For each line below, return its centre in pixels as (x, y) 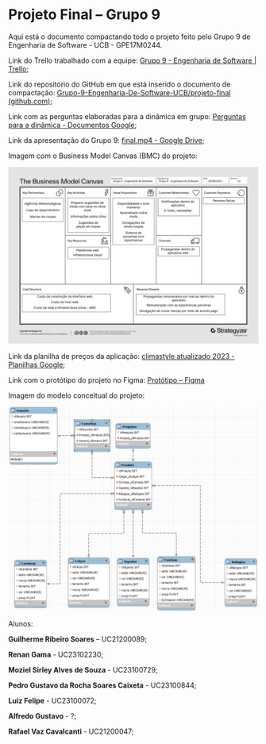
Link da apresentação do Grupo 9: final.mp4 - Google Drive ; (106, 140)
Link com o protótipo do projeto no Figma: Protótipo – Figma (106, 380)
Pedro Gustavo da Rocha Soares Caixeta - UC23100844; (102, 685)
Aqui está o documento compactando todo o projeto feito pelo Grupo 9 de (130, 37)
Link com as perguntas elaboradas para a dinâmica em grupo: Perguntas (127, 116)
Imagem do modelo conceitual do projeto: (77, 395)
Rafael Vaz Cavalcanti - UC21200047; (71, 731)
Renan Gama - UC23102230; (56, 654)
